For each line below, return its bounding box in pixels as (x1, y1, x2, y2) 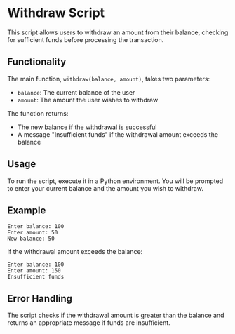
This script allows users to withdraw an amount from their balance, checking (7, 28, 229, 36)
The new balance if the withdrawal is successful (17, 123, 157, 131)
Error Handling (7, 293, 72, 305)
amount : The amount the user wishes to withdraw (17, 95, 159, 104)
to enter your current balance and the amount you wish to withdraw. (7, 184, 203, 192)
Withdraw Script (7, 5, 105, 21)
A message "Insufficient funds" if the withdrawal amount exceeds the (17, 130, 219, 138)
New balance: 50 (7, 235, 55, 243)
